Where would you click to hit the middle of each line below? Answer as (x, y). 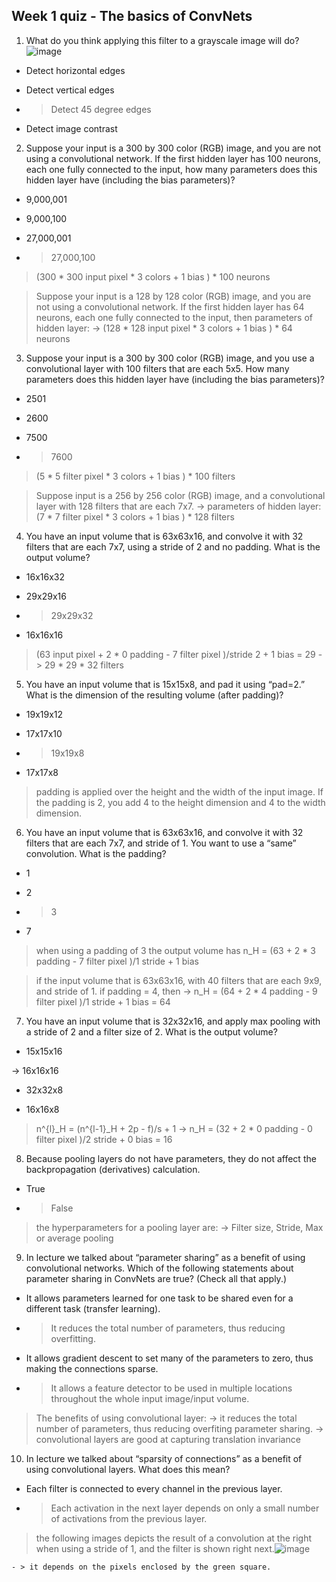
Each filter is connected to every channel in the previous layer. (154, 1488)
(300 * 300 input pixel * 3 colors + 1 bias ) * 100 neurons (153, 276)
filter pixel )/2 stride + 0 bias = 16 (104, 1139)
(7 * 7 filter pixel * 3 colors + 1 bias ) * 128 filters (135, 516)
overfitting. (73, 1338)
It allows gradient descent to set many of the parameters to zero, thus (169, 1358)
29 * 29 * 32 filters (84, 665)
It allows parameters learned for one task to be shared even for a (159, 1298)
